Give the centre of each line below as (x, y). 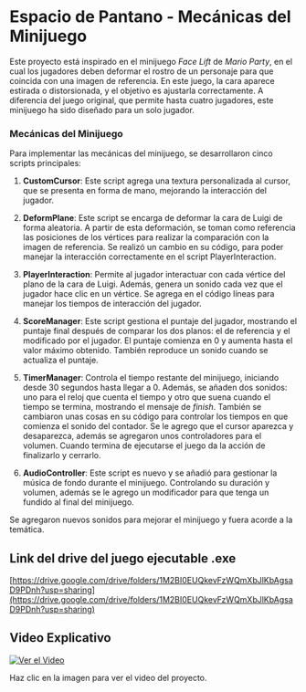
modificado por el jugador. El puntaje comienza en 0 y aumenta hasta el (158, 341)
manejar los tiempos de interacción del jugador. (112, 304)
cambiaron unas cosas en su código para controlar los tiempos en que (155, 416)
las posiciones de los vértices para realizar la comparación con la (146, 237)
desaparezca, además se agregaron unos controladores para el (142, 436)
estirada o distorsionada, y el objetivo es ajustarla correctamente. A (137, 90)
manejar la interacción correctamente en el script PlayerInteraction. (149, 257)
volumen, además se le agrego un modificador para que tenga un (146, 493)
